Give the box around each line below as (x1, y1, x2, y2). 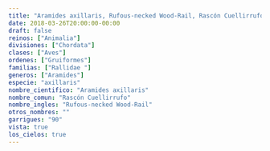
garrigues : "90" (8, 116, 63, 124)
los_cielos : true (8, 130, 67, 138)
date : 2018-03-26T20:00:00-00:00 (8, 19, 121, 27)
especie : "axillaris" (8, 78, 81, 86)
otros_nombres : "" (8, 109, 70, 117)
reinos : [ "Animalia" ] (8, 34, 81, 42)
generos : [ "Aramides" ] (8, 71, 84, 79)
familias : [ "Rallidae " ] (8, 64, 92, 72)
